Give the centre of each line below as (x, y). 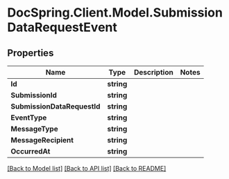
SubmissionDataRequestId (56, 106)
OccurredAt (31, 151)
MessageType (34, 129)
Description (154, 72)
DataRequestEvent (62, 27)
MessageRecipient (42, 140)
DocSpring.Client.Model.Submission (115, 13)
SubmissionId (34, 95)
